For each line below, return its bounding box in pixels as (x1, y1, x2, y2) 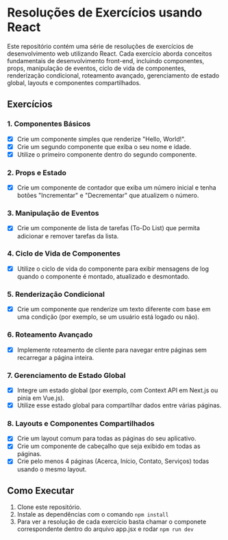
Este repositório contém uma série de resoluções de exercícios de (7, 42, 194, 50)
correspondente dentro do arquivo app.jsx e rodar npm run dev (16, 525, 194, 533)
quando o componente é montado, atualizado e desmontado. (16, 272, 190, 280)
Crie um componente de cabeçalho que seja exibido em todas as (16, 442, 201, 451)
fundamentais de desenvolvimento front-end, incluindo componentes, (7, 56, 205, 65)
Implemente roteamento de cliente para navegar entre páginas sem (16, 346, 207, 354)
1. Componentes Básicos (7, 119, 91, 128)
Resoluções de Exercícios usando (7, 5, 203, 21)
